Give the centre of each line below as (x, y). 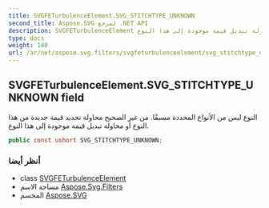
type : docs (26, 38)
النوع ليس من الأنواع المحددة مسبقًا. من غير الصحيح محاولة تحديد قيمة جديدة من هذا (133, 117)
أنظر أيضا (24, 161)
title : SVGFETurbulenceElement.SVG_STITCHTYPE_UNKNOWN (102, 16)
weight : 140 (28, 46)
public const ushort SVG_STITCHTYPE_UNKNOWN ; (85, 140)
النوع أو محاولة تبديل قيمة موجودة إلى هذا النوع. (79, 126)
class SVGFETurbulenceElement (73, 178)
